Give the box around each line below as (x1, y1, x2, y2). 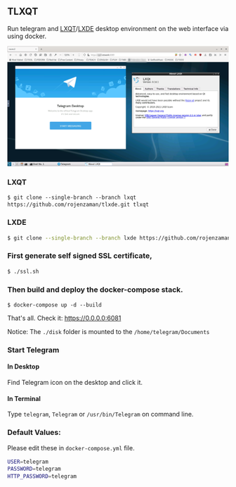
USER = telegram (7, 458, 49, 465)
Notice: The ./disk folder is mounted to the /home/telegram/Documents (7, 327, 210, 335)
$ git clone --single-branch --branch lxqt (7, 194, 137, 202)
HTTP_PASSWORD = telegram (7, 473, 77, 480)
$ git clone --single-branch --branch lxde (7, 234, 137, 242)
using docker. (7, 32, 47, 40)
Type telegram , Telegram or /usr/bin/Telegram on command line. (7, 410, 194, 419)
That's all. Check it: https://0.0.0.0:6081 (7, 314, 122, 322)
